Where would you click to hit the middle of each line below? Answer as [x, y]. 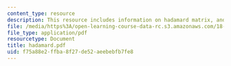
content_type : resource [41, 13]
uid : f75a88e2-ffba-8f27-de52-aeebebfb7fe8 [70, 52]
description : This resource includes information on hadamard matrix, [110, 20]
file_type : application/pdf [47, 33]
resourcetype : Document [41, 39]
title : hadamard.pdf [37, 45]
